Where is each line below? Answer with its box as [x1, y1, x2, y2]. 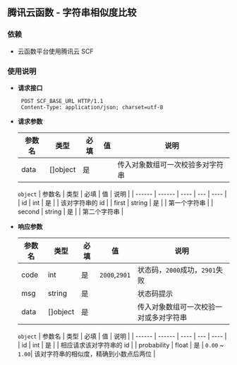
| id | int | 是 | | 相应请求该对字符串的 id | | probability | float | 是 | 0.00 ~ [17, 340, 224, 349]
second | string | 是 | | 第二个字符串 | [17, 207, 123, 216]
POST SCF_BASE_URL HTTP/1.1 [20, 97, 104, 104]
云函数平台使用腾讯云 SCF [17, 47, 94, 55]
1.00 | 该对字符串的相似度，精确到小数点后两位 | [17, 349, 156, 358]
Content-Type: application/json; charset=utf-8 [20, 104, 164, 111]
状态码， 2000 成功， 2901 [137, 265, 217, 275]
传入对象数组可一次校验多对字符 [117, 159, 224, 169]
